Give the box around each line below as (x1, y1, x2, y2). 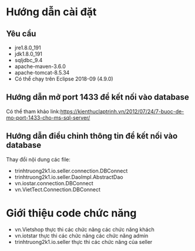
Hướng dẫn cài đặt (6, 5, 97, 19)
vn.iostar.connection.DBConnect (14, 179, 94, 186)
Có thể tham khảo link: (6, 108, 60, 115)
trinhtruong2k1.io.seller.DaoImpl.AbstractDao (14, 173, 123, 181)
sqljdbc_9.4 (14, 57, 43, 63)
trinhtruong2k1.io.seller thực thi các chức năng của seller (14, 238, 153, 245)
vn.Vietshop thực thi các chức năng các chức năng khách (14, 226, 154, 233)
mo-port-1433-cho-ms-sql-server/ (6, 114, 90, 121)
